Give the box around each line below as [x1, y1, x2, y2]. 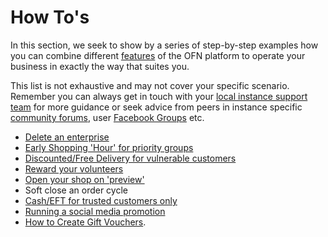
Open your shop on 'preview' [24, 173, 145, 185]
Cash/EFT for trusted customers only [24, 194, 178, 206]
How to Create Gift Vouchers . [24, 216, 147, 228]
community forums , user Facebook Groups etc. [10, 111, 205, 123]
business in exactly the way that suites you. [10, 60, 190, 72]
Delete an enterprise [24, 131, 110, 143]
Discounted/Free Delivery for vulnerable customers [24, 152, 237, 164]
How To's [10, 6, 90, 29]
